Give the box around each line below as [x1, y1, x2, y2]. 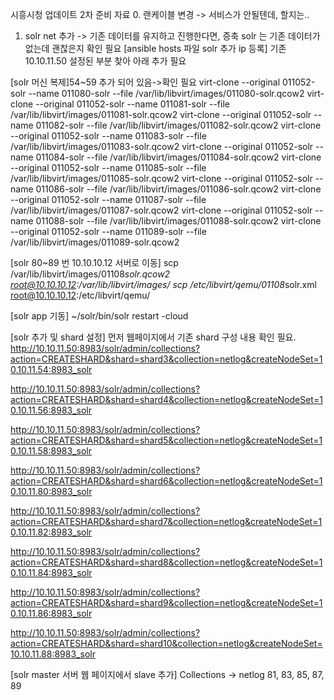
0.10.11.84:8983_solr [10, 567, 93, 578]
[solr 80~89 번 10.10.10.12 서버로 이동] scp [10, 257, 179, 268]
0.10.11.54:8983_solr [10, 364, 93, 375]
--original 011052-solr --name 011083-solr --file [10, 130, 207, 142]
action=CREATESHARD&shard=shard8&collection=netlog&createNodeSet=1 [10, 556, 323, 568]
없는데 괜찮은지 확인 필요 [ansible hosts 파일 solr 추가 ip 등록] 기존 [24, 43, 287, 54]
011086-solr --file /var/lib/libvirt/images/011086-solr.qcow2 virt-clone [35, 183, 322, 195]
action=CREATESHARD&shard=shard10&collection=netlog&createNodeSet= [10, 638, 323, 649]
